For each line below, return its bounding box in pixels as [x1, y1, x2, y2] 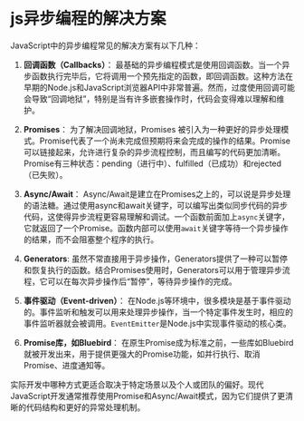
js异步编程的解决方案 [10, 8, 166, 29]
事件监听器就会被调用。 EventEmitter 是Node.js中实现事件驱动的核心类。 [23, 318, 292, 328]
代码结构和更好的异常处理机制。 [25, 401, 146, 413]
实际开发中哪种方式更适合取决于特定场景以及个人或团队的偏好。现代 [10, 378, 264, 390]
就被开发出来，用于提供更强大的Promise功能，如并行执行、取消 [23, 348, 261, 359]
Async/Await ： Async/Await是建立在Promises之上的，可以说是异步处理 [23, 188, 291, 200]
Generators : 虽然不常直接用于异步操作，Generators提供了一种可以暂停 [23, 253, 289, 264]
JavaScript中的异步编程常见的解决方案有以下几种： [10, 40, 202, 51]
